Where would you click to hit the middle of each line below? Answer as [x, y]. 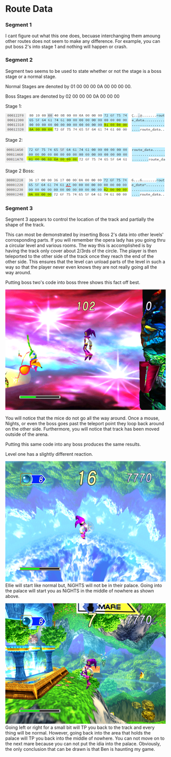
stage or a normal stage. [31, 76]
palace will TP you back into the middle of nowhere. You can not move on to [85, 738]
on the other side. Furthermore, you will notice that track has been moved [82, 429]
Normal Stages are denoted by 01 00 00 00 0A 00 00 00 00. [68, 86]
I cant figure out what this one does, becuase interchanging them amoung [83, 36]
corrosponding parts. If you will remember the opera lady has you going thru [85, 240]
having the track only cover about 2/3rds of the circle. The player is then [81, 251]
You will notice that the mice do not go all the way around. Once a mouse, [82, 418]
